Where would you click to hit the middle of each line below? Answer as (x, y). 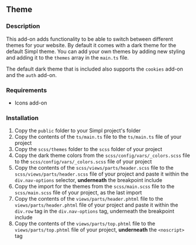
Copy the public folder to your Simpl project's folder (78, 131)
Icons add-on (31, 103)
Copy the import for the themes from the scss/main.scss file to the (94, 187)
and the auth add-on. (32, 75)
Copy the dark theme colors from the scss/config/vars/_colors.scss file (102, 155)
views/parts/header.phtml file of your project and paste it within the (96, 205)
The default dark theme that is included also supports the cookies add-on (94, 69)
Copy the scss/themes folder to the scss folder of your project (88, 149)
